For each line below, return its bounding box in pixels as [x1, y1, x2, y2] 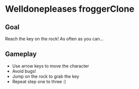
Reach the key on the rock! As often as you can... [5, 36, 104, 42]
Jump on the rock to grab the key [12, 73, 79, 79]
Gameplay [5, 50, 37, 58]
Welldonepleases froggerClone [5, 3, 135, 15]
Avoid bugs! [12, 68, 37, 74]
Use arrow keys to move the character [12, 63, 89, 69]
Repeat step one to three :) [12, 78, 66, 84]
